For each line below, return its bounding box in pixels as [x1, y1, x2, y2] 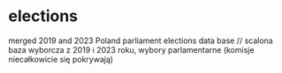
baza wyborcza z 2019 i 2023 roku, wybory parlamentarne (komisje [8, 44, 255, 55]
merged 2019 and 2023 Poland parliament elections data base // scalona [8, 35, 273, 46]
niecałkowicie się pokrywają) [8, 54, 114, 64]
